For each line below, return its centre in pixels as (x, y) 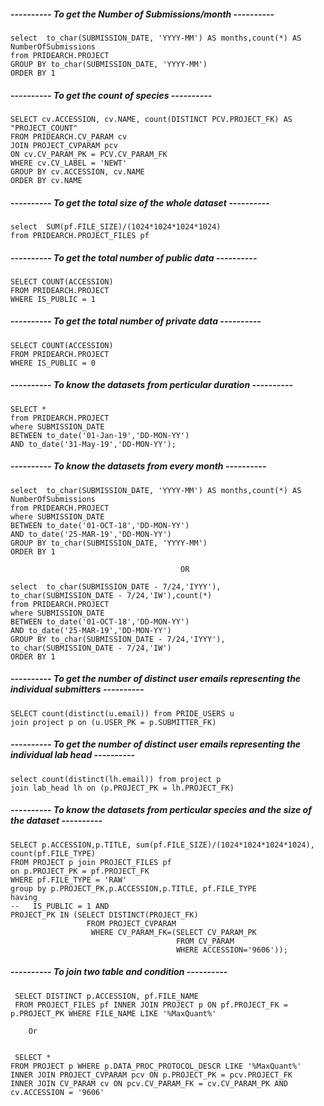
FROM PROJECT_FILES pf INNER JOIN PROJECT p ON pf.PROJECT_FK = (151, 1005)
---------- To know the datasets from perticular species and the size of (161, 810)
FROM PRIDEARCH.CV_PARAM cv (69, 136)
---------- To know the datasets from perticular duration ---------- (151, 385)
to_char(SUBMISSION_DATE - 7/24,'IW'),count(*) (111, 595)
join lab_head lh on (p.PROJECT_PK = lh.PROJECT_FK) (122, 788)
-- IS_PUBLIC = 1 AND (60, 906)
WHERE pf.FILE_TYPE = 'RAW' (69, 880)
